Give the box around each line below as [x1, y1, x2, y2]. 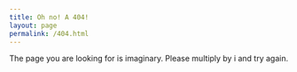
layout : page [9, 21, 58, 30]
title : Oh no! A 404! [9, 12, 90, 22]
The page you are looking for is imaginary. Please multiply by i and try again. [9, 54, 289, 64]
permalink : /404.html [9, 29, 90, 38]
